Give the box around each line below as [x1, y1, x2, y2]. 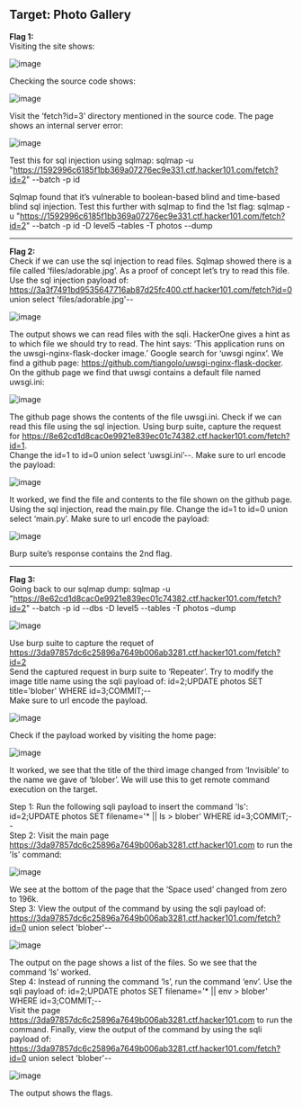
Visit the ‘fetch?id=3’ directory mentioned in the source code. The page [9, 110, 274, 121]
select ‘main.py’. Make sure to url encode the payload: [9, 513, 209, 524]
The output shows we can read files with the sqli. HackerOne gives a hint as [9, 328, 290, 339]
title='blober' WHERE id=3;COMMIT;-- [9, 685, 151, 696]
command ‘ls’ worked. [9, 967, 92, 977]
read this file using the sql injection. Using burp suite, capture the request [9, 420, 281, 431]
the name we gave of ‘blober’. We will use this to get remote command [9, 774, 270, 785]
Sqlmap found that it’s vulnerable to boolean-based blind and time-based [9, 191, 280, 202]
